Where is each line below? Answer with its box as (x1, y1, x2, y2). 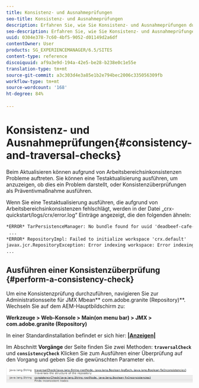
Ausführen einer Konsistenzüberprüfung (6, 265, 161, 275)
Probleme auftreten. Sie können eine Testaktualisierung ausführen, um (6, 174, 178, 182)
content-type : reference (6, 53, 68, 59)
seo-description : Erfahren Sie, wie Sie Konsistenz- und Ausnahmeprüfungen (6, 28, 197, 34)
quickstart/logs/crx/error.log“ (6, 211, 78, 218)
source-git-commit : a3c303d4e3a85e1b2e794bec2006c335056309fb (6, 72, 163, 78)
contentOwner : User (6, 41, 54, 47)
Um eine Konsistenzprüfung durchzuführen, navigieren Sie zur (6, 290, 159, 297)
